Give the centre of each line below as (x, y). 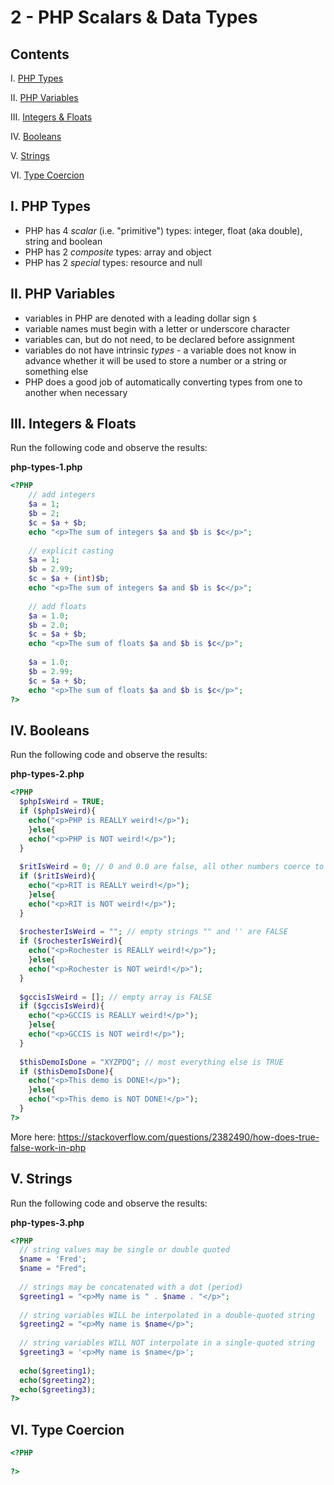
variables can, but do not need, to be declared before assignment (159, 339)
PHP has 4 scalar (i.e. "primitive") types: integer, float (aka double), (163, 230)
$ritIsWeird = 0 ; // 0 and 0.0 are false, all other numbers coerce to (172, 867)
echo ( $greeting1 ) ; (58, 1371)
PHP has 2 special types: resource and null (113, 262)
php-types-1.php (46, 467)
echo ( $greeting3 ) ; (58, 1389)
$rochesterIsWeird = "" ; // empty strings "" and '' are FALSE (153, 932)
